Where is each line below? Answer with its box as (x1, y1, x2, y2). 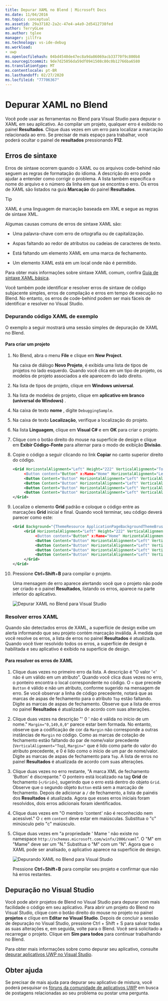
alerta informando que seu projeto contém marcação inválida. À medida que (5, 630, 162, 636)
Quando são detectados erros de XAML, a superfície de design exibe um (5, 625, 156, 631)
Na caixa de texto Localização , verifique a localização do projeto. (12, 417, 149, 423)
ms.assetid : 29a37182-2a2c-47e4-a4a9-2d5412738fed (5, 21, 113, 27)
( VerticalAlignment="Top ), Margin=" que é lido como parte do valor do (12, 742, 157, 748)
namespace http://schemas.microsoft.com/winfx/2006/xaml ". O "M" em (12, 836, 161, 842)
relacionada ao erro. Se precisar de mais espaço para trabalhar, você (5, 132, 148, 138)
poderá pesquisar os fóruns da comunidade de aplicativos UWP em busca (5, 985, 159, 991)
